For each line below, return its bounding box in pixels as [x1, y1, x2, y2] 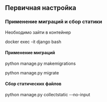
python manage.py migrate [5, 70, 59, 75]
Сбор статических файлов [5, 81, 62, 87]
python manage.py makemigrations [5, 60, 76, 66]
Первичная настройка [5, 4, 76, 12]
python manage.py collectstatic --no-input [5, 92, 90, 98]
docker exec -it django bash [5, 39, 62, 44]
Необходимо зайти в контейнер [5, 29, 71, 35]
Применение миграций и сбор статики [5, 18, 103, 25]
